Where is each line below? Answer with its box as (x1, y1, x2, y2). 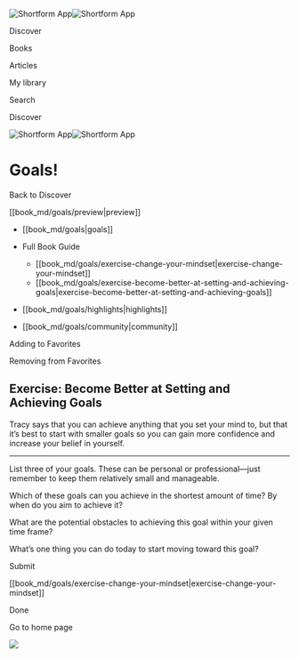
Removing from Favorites (9, 356, 101, 366)
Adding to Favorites (9, 338, 82, 349)
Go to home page (9, 622, 73, 632)
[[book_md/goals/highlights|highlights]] (21, 303, 167, 315)
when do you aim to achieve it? (9, 499, 123, 510)
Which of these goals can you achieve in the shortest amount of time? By (9, 490, 278, 501)
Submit (9, 560, 36, 571)
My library (9, 77, 47, 88)
